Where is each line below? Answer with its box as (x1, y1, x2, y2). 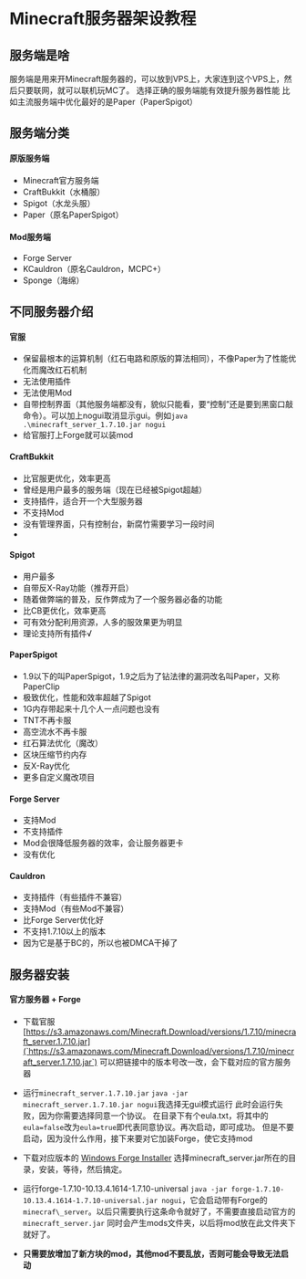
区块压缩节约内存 (22, 750, 87, 760)
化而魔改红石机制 (22, 364, 87, 375)
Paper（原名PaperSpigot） (22, 209, 124, 220)
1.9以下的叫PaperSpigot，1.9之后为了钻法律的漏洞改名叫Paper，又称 (22, 671, 280, 681)
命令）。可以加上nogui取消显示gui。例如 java (22, 410, 189, 421)
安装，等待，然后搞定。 (38, 1164, 127, 1174)
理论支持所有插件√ (22, 627, 93, 639)
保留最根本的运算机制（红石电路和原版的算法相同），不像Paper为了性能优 (22, 353, 297, 364)
